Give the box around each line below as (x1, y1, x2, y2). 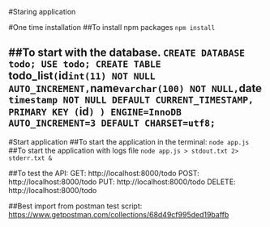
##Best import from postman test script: (8, 201, 143, 211)
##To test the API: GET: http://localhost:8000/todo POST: (8, 168, 200, 178)
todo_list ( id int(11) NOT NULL (8, 69, 156, 83)
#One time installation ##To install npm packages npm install (8, 23, 216, 32)
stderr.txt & (8, 153, 53, 162)
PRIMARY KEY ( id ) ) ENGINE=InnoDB (8, 105, 182, 119)
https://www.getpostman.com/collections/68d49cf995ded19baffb (8, 209, 229, 219)
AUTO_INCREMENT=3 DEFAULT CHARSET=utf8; (8, 117, 216, 129)
